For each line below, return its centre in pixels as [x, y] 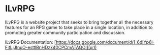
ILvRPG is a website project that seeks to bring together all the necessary [79, 22]
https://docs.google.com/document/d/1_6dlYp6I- [105, 42]
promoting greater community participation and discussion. [65, 32]
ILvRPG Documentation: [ [31, 42]
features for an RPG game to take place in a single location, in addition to [79, 27]
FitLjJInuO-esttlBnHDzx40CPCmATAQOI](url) [51, 47]
